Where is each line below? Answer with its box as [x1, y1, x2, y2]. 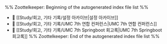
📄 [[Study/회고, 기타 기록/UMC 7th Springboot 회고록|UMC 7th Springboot [12, 27, 162, 33]
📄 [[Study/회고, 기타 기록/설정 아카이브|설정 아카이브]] [12, 14, 118, 20]
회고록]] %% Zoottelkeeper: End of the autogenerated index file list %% [12, 33, 160, 39]
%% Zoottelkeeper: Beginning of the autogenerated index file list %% [5, 4, 149, 10]
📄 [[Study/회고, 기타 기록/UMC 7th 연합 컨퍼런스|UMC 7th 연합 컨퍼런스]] [12, 21, 157, 26]
